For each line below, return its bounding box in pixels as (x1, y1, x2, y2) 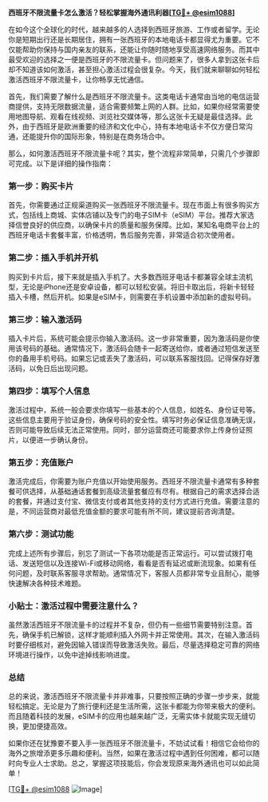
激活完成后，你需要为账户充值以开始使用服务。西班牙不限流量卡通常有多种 (8, 477, 253, 486)
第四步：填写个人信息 (8, 385, 90, 397)
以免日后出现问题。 (29, 363, 93, 373)
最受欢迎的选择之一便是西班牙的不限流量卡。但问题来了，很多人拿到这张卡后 (8, 55, 260, 64)
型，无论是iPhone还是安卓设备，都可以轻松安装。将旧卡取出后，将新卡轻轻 (8, 281, 255, 291)
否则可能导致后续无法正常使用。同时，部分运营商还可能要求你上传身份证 (8, 425, 246, 435)
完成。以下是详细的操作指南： (14, 159, 113, 168)
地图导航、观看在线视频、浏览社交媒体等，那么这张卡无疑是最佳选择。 (14, 112, 246, 121)
